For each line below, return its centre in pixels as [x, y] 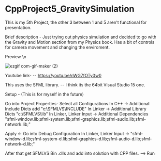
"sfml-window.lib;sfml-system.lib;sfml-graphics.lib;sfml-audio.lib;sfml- [75, 119]
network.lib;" [18, 124]
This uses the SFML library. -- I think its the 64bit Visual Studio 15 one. [75, 85]
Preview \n [16, 56]
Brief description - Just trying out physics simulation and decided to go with [81, 37]
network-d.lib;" [20, 144]
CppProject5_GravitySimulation [70, 9]
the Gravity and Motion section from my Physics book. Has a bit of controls [80, 42]
